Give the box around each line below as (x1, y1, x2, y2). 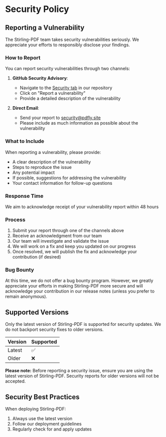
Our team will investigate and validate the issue (12, 238, 109, 244)
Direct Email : (12, 105, 40, 111)
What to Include (5, 138, 45, 145)
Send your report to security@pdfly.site (19, 115, 101, 121)
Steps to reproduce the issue (12, 164, 72, 170)
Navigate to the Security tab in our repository (19, 85, 113, 91)
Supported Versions (5, 308, 69, 316)
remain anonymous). (5, 293, 47, 299)
